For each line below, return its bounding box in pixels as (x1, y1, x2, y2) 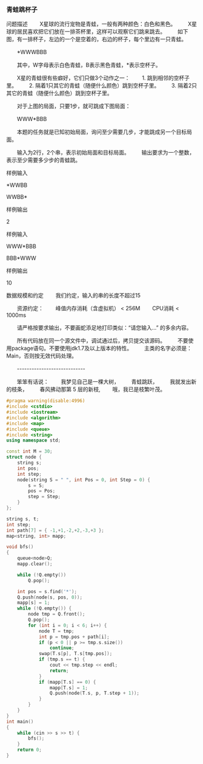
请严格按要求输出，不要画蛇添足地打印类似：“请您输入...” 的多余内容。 (16, 324, 192, 332)
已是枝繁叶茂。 (128, 386, 166, 393)
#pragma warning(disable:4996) (6, 398, 85, 404)
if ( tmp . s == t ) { (38, 656, 85, 662)
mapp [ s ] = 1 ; (17, 600, 50, 606)
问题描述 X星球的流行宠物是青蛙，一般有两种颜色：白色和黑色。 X (6, 20, 192, 28)
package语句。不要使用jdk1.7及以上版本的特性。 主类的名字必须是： (11, 345, 192, 352)
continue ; (49, 645, 75, 651)
